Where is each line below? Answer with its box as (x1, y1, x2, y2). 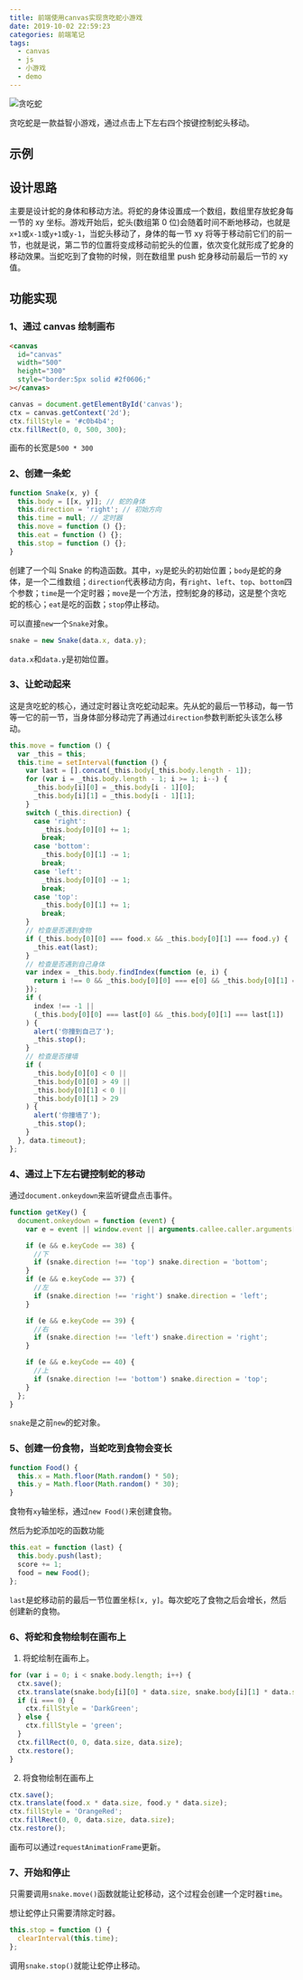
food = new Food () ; (17, 1568, 91, 1578)
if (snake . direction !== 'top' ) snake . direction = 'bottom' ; (32, 1258, 269, 1267)
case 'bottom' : (32, 842, 91, 851)
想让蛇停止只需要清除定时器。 (9, 1908, 120, 1919)
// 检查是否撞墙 (25, 1052, 78, 1061)
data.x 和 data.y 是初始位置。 (9, 653, 114, 665)
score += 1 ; (17, 1560, 63, 1569)
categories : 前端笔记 (9, 30, 86, 39)
